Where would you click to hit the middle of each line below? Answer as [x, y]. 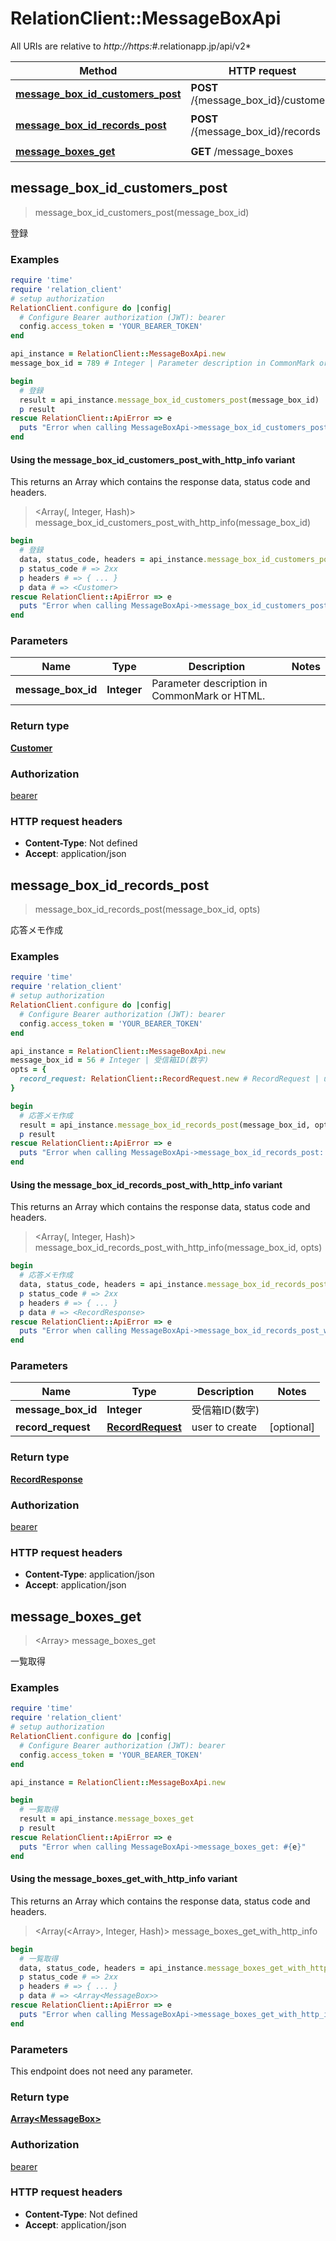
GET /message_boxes [242, 151]
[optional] [292, 1427]
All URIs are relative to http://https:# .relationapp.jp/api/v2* [131, 46]
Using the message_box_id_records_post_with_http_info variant [146, 1184]
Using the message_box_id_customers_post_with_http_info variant [153, 459]
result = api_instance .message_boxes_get [107, 1819]
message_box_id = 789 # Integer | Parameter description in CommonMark [162, 363]
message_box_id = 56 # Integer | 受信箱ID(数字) [110, 1060]
